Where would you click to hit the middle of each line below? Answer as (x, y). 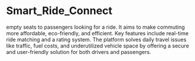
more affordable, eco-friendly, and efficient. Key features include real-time (97, 33)
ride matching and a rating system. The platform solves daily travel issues (96, 39)
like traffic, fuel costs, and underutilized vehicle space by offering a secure (97, 46)
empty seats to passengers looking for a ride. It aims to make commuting (96, 27)
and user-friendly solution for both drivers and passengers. (79, 52)
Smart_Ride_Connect (59, 11)
